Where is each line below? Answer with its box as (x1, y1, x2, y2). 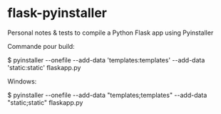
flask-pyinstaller (7, 5, 108, 21)
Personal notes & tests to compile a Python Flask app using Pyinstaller (7, 28, 214, 37)
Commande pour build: (7, 42, 75, 50)
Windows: (7, 76, 37, 86)
